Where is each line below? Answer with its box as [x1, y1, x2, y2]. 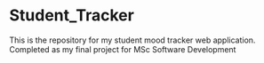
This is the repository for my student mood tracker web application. [9, 35, 256, 45]
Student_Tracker [9, 5, 135, 26]
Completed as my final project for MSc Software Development [9, 43, 236, 54]
